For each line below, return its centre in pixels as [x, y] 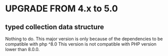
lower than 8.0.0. [22, 49]
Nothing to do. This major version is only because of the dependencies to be [84, 39]
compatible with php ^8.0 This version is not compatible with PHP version [81, 44]
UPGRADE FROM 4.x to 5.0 [62, 9]
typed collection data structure [54, 27]
